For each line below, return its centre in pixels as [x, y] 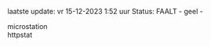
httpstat [20, 35]
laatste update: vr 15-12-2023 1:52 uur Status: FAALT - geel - [105, 11]
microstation [27, 26]
